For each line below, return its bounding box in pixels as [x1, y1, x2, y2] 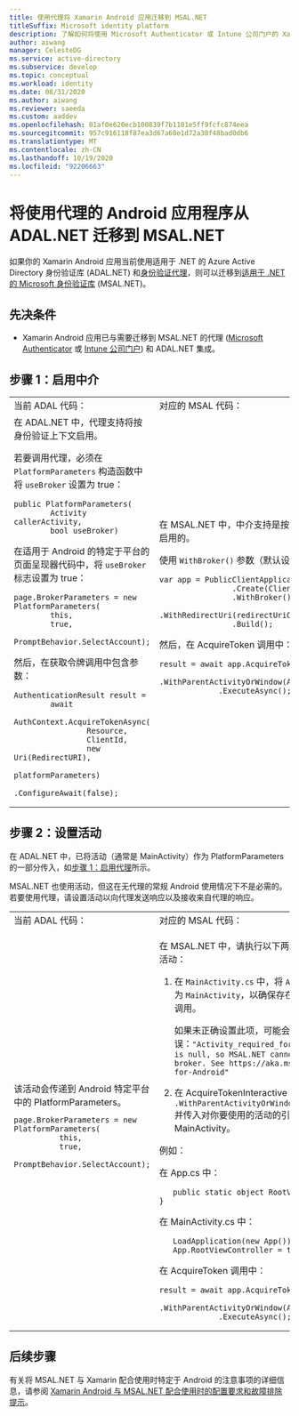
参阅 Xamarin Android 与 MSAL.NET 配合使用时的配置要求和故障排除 [32, 1385, 283, 1396]
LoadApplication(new [173, 1235, 260, 1246]
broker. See [174, 1058, 225, 1068]
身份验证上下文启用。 [13, 429, 104, 441]
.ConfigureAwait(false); [13, 788, 119, 798]
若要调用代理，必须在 [13, 451, 104, 463]
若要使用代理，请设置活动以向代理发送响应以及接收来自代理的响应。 [9, 891, 259, 903]
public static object [173, 1187, 264, 1197]
